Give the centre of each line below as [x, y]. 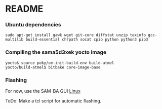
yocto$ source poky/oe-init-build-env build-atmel [60, 63]
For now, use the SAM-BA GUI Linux [43, 91]
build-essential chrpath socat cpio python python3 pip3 [87, 40]
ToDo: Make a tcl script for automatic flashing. [53, 101]
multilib [14, 40]
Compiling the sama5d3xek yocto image [56, 52]
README [24, 9]
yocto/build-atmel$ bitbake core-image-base [53, 67]
